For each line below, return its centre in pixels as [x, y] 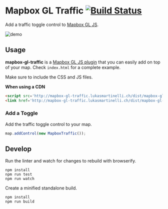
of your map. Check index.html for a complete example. [63, 67]
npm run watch [20, 179]
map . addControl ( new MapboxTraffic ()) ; [45, 133]
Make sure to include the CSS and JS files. [49, 77]
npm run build [20, 202]
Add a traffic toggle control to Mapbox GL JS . [52, 24]
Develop [18, 149]
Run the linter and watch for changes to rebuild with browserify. [71, 161]
